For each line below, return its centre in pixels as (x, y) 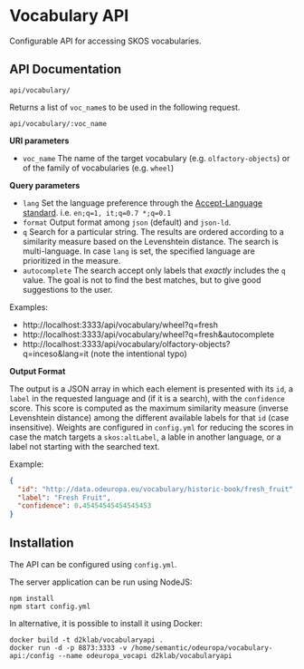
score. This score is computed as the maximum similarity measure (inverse (149, 408)
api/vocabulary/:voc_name (58, 123)
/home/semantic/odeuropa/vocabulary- (202, 648)
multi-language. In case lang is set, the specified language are (138, 251)
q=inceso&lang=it (55, 354)
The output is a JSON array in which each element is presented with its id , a (152, 388)
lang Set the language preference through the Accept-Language (142, 203)
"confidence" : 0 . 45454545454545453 (85, 506)
